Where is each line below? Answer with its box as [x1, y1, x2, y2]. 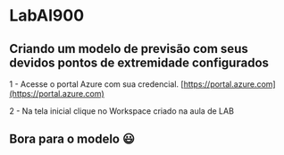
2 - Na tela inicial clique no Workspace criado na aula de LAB [9, 106, 235, 116]
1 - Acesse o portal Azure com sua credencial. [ [9, 79, 185, 90]
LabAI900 [9, 5, 85, 26]
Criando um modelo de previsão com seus [9, 41, 248, 56]
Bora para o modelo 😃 [9, 132, 136, 147]
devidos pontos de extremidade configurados [9, 55, 270, 70]
